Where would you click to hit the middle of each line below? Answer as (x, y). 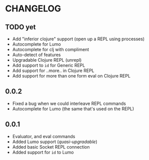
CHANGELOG (33, 9)
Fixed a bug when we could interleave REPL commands (69, 103)
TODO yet (21, 27)
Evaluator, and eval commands (44, 136)
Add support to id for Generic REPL (49, 65)
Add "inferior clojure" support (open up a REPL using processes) (78, 39)
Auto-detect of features (37, 55)
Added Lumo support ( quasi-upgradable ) (55, 142)
